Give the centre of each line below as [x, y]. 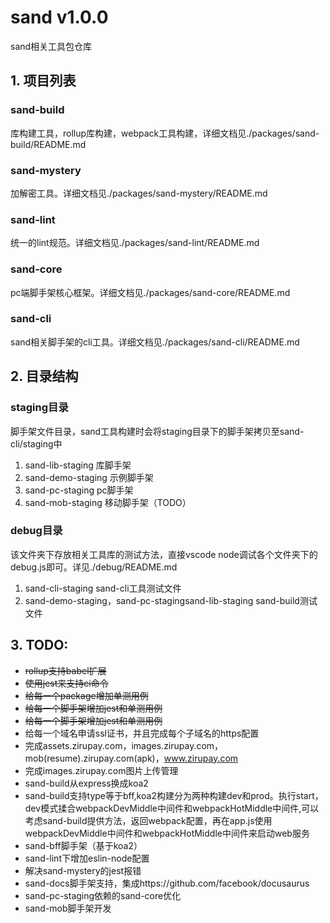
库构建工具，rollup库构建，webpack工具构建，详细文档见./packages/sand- [165, 133]
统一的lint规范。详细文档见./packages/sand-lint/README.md [135, 243]
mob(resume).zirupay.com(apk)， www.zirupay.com [131, 758]
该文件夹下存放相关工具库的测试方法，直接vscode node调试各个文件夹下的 [164, 554]
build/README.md [48, 144]
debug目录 [36, 531]
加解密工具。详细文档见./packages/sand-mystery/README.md [139, 193]
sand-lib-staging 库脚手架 [78, 465]
